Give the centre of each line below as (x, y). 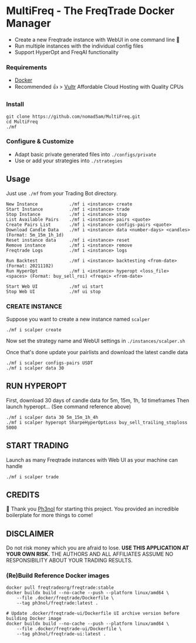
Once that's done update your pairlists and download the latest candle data (97, 352)
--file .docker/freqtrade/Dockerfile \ (65, 598)
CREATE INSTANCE (34, 306)
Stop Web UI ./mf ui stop (53, 291)
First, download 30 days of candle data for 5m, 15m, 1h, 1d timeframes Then (98, 400)
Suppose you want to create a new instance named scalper (78, 319)
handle (14, 466)
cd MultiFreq (22, 122)
